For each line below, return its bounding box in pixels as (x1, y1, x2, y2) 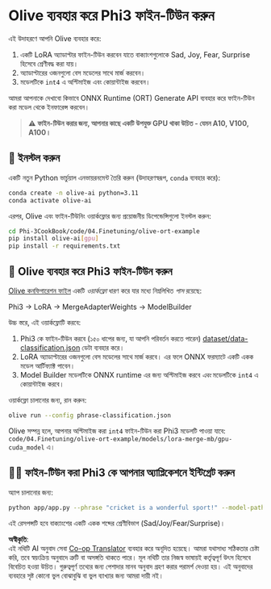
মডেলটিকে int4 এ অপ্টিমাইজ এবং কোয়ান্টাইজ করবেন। (19, 77, 151, 86)
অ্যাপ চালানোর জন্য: (8, 487, 54, 497)
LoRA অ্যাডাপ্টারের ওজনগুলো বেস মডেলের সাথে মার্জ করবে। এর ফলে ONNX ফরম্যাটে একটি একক (19, 352, 254, 361)
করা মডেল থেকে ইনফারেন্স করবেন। (8, 102, 90, 111)
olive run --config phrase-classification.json (8, 411, 172, 420)
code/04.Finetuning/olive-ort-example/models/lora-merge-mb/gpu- (8, 435, 232, 443)
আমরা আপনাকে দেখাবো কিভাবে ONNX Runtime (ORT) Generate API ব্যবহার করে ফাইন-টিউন (8, 93, 255, 102)
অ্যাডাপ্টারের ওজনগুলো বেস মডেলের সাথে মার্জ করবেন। (19, 68, 146, 77)
